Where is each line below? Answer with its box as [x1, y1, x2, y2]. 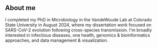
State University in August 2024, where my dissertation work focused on [5, 22, 152, 28]
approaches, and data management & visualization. [5, 37, 109, 43]
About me [5, 4, 36, 12]
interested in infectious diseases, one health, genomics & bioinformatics [5, 32, 150, 38]
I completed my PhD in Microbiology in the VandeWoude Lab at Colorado [5, 16, 152, 22]
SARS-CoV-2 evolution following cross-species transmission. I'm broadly [5, 27, 152, 33]
